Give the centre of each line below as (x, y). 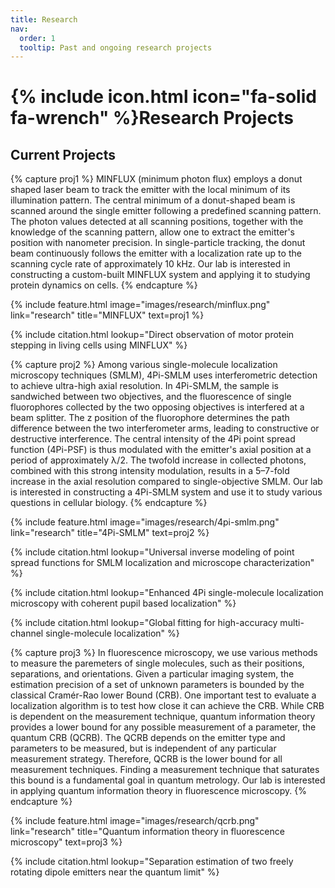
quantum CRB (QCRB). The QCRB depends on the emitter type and (148, 738)
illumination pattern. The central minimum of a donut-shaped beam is (153, 200)
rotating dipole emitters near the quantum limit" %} (115, 872)
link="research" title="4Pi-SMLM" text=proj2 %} (110, 533)
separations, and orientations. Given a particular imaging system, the (152, 674)
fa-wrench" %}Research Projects (152, 118)
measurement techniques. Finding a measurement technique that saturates (165, 770)
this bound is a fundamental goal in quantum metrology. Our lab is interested (168, 780)
